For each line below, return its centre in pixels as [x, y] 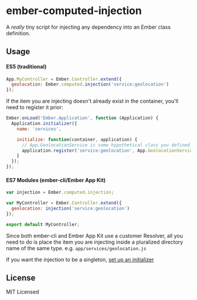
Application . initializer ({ [44, 124]
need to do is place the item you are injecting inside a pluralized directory [95, 242]
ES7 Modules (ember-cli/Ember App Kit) [56, 180]
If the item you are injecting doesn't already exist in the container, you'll [92, 101]
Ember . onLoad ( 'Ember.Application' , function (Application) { [82, 118]
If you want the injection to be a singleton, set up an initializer [80, 260]
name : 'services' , [39, 129]
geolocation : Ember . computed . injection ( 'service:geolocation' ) [90, 84]
